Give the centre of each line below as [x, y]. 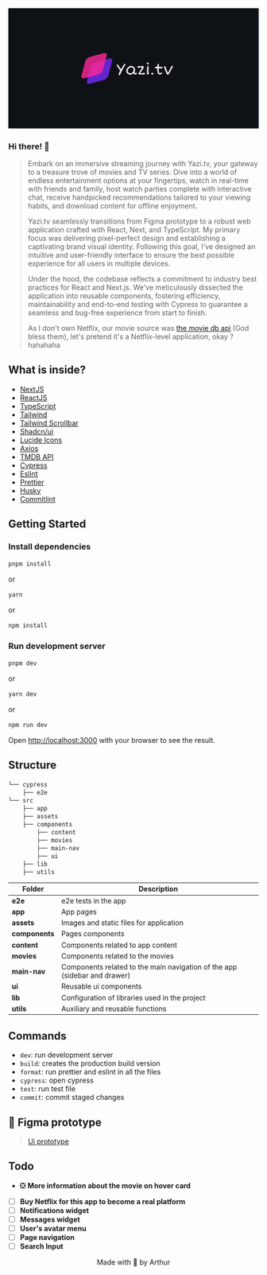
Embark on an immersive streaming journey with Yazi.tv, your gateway [143, 163]
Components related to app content [119, 945]
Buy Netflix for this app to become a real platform [103, 1201]
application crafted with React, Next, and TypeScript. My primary [134, 229]
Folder [33, 889]
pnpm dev [23, 663]
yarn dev [23, 694]
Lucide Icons [41, 440]
